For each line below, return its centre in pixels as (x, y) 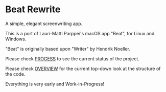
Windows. (16, 39)
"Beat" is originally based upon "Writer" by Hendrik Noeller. (68, 49)
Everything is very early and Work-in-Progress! (55, 84)
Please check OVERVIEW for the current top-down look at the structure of (83, 68)
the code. (15, 74)
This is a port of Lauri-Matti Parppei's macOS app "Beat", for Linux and (80, 33)
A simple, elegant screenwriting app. (44, 24)
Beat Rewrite (33, 9)
